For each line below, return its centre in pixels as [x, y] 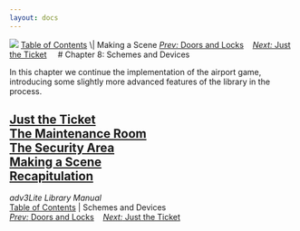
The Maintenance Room [78, 134]
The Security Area [62, 148]
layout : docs [34, 18]
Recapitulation [51, 176]
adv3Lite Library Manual [56, 198]
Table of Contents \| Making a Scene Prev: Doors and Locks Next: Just [156, 44]
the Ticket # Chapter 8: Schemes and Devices [100, 54]
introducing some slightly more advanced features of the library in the [140, 82]
